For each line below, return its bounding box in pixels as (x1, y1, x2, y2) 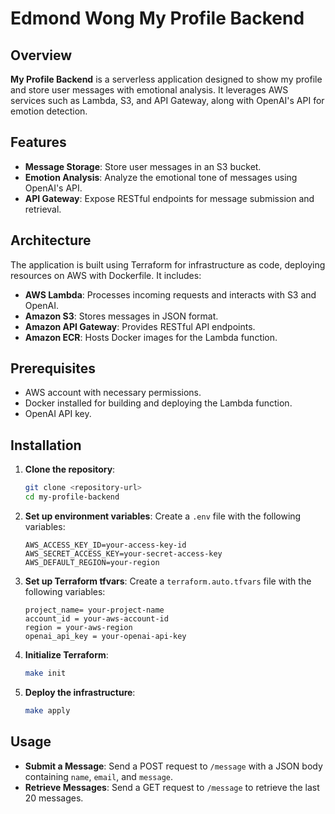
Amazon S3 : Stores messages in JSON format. (24, 310, 219, 322)
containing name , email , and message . (24, 770, 174, 782)
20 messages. (24, 792, 84, 804)
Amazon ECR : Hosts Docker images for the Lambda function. (24, 331, 278, 343)
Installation (10, 437, 82, 454)
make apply (24, 705, 71, 716)
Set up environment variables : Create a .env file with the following (24, 510, 302, 522)
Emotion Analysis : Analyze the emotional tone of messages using (24, 171, 298, 183)
